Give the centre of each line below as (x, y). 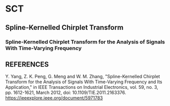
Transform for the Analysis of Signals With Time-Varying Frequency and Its (84, 82)
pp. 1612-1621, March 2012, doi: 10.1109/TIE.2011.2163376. (66, 93)
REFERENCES (27, 64)
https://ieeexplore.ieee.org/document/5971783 (54, 98)
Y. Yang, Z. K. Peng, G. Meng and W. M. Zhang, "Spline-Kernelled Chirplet (83, 77)
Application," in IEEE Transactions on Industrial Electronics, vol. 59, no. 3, (82, 87)
